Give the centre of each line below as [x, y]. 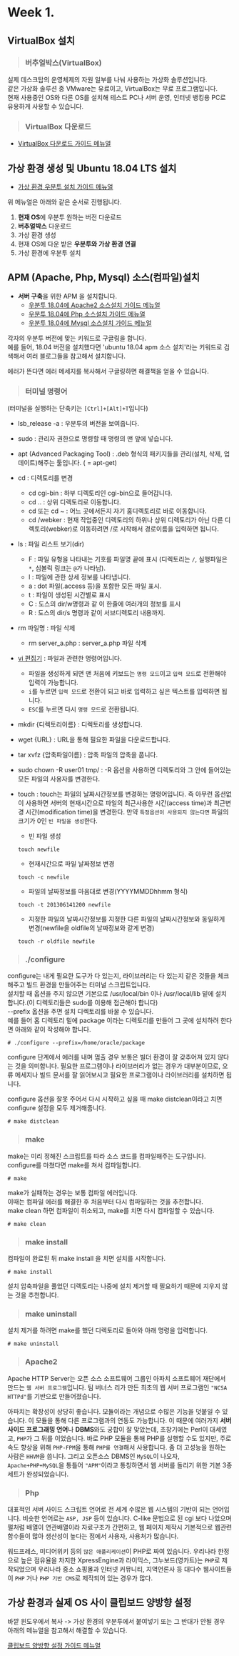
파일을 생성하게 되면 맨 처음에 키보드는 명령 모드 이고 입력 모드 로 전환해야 [127, 674]
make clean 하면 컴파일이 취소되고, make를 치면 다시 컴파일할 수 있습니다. [111, 1210]
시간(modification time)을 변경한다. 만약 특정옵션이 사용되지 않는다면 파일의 [127, 812]
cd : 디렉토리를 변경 [45, 478]
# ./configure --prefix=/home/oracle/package [76, 1043]
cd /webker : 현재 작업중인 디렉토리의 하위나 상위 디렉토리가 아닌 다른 [126, 520]
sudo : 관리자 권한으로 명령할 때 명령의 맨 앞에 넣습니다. [95, 439]
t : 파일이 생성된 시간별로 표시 [69, 595]
